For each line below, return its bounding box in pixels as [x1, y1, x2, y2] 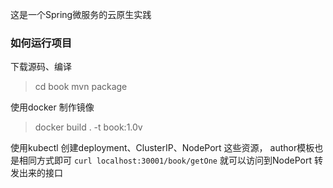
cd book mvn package [34, 81, 128, 93]
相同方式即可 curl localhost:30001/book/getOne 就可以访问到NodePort [18, 154, 312, 167]
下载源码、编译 [10, 61, 72, 73]
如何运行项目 [10, 36, 73, 50]
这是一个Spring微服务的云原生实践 [10, 9, 152, 20]
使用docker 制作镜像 [10, 101, 95, 113]
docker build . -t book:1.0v [34, 121, 143, 133]
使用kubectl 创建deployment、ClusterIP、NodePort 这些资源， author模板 [10, 142, 315, 154]
